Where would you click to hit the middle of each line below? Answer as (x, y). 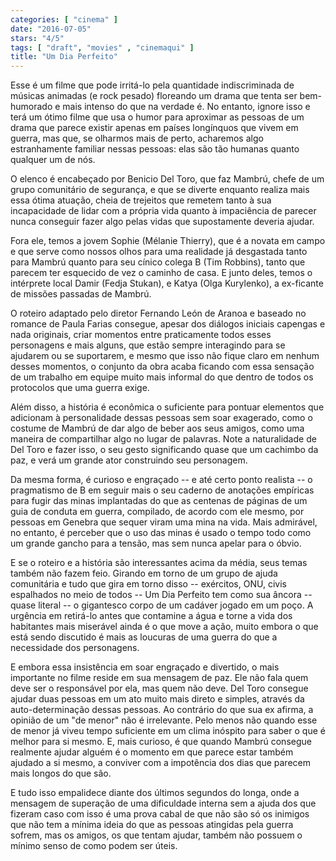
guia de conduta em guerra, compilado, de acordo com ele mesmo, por (157, 512)
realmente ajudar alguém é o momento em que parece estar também (152, 752)
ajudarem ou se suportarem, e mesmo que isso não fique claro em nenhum (165, 356)
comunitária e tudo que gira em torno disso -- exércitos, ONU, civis (148, 584)
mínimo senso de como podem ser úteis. (94, 846)
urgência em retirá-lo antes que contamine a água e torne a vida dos (151, 616)
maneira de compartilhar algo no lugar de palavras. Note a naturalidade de (163, 439)
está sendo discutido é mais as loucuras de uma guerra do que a (144, 637)
